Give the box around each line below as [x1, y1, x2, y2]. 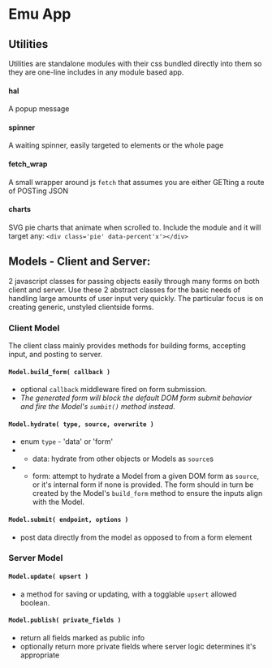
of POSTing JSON [8, 186, 69, 196]
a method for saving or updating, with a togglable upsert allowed [19, 589, 237, 599]
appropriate [19, 650, 60, 660]
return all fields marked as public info [19, 632, 145, 642]
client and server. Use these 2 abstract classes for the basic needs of [8, 285, 241, 295]
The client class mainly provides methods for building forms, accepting [8, 340, 246, 350]
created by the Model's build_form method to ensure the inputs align [32, 489, 263, 498]
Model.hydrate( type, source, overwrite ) [8, 420, 154, 429]
